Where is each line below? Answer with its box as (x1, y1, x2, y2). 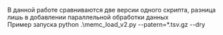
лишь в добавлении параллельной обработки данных (7, 13, 169, 21)
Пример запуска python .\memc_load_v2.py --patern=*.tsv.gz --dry (7, 21, 205, 28)
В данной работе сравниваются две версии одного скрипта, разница (7, 6, 216, 14)
